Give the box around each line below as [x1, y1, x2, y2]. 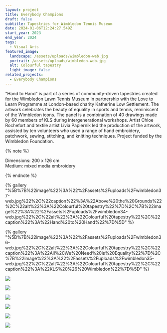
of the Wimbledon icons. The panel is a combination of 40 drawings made [5, 112, 158, 118]
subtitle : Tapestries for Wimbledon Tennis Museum [5, 21, 113, 26]
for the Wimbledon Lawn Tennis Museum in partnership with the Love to [5, 96, 154, 102]
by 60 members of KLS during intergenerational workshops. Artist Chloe [5, 117, 154, 123]
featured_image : [5, 49, 39, 54]
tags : [5, 40, 16, 45]
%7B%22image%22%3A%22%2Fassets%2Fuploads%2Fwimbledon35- [5, 255, 155, 261]
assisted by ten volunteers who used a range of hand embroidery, [5, 128, 141, 134]
